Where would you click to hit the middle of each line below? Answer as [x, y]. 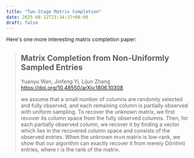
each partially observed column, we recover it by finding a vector [100, 124]
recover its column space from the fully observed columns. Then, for [104, 118]
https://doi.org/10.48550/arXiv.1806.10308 [72, 88]
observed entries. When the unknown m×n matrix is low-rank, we [100, 137]
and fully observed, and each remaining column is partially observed [104, 106]
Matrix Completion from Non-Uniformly [95, 58]
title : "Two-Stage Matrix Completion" [54, 12]
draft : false [22, 22]
